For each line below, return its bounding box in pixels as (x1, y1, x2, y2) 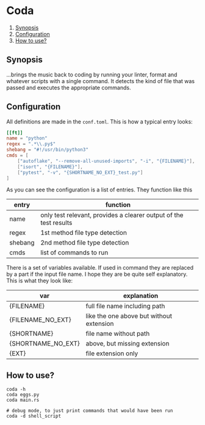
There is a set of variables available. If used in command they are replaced (6, 264, 194, 272)
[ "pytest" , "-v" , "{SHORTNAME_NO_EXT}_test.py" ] (17, 169, 143, 176)
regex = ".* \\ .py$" (6, 141, 56, 147)
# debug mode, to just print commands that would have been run (6, 408, 173, 414)
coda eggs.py (6, 392, 40, 398)
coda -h (6, 386, 26, 393)
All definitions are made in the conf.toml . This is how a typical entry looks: (6, 117, 193, 125)
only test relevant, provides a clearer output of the (40, 211, 184, 220)
